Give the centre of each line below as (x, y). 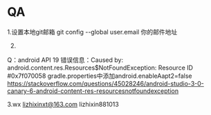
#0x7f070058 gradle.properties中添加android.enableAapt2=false (100, 76)
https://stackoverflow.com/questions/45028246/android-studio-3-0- (105, 83)
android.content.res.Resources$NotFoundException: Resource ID (100, 67)
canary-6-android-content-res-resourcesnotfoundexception (93, 91)
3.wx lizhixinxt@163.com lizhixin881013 (63, 104)
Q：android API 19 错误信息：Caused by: (65, 60)
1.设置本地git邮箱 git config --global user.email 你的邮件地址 (92, 32)
